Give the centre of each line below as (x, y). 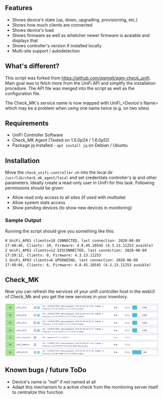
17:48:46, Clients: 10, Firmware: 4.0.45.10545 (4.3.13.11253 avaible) (79, 246)
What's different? (32, 66)
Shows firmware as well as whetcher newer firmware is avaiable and (81, 35)
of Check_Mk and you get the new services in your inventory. (66, 297)
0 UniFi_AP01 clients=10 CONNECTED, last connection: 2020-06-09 (72, 241)
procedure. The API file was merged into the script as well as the (70, 88)
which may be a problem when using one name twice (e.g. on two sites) (77, 108)
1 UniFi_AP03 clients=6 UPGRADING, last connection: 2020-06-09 (72, 260)
